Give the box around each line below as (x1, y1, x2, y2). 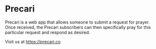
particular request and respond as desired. (5, 29, 91, 35)
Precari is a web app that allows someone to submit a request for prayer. (5, 19, 150, 25)
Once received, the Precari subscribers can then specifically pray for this (5, 24, 151, 30)
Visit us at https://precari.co (5, 38, 61, 44)
